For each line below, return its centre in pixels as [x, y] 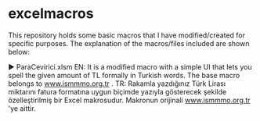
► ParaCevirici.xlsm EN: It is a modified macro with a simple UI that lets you [130, 66]
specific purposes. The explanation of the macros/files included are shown [129, 43]
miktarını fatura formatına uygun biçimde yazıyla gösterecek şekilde [117, 91]
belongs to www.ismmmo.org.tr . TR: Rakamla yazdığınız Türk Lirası [117, 84]
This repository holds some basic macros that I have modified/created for [126, 35]
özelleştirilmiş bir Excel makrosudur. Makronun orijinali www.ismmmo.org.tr [129, 100]
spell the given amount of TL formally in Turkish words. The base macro [124, 75]
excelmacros [51, 14]
